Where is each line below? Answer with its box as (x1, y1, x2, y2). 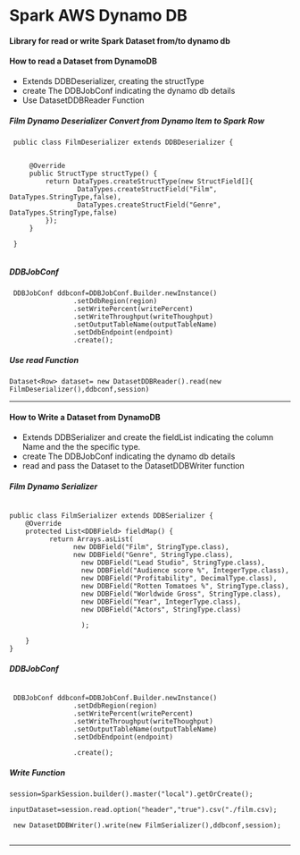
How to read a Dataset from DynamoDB (9, 55, 158, 67)
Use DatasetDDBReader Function (21, 95, 145, 106)
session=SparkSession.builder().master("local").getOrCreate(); (9, 790, 254, 799)
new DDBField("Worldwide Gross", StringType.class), (80, 589, 281, 599)
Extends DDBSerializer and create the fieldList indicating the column (21, 432, 274, 443)
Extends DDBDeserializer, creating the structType (21, 75, 204, 86)
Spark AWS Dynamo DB (9, 5, 187, 26)
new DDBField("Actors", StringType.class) (80, 605, 242, 614)
